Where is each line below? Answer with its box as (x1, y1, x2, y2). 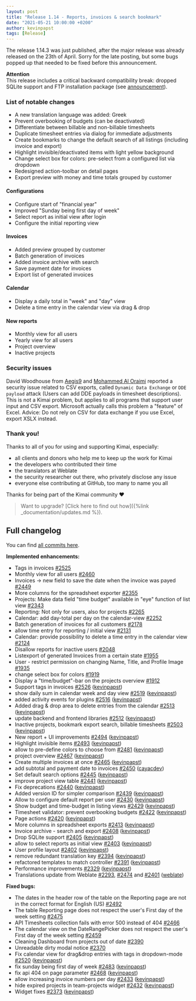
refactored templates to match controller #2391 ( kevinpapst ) (14, 858, 161, 865)
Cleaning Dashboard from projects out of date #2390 (14, 938, 144, 945)
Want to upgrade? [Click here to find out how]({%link (20, 502, 149, 509)
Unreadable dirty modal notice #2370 (14, 944, 106, 951)
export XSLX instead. (6, 415, 58, 422)
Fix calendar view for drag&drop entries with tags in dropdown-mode (14, 950, 183, 957)
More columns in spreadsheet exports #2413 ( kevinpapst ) (14, 821, 155, 828)
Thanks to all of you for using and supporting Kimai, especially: (6, 443, 159, 450)
